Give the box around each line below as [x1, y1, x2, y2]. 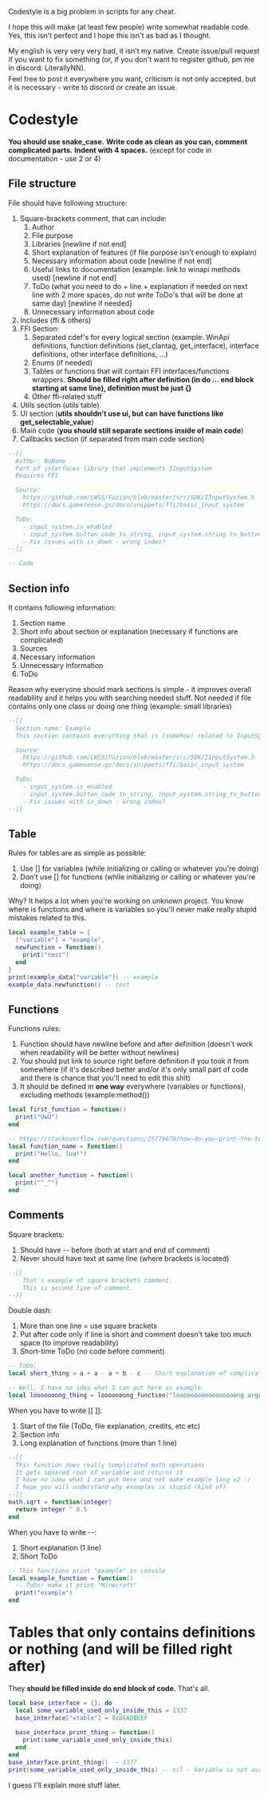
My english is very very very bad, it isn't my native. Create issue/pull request [8, 46, 260, 55]
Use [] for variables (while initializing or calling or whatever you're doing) [19, 863, 259, 873]
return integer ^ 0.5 [15, 1505, 88, 1513]
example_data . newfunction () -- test [8, 981, 130, 989]
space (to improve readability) [19, 1338, 120, 1348]
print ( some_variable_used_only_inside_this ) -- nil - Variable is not [8, 1765, 248, 1774]
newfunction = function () [15, 943, 102, 952]
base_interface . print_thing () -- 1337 [8, 1758, 137, 1766]
